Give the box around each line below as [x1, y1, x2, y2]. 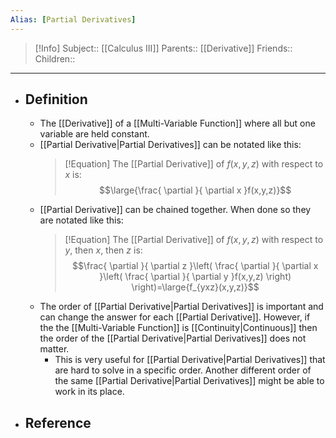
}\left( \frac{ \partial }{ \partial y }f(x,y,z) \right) [99, 271, 292, 283]
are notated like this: [39, 214, 124, 226]
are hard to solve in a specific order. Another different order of [54, 364, 312, 376]
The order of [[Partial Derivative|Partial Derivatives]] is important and [39, 301, 324, 313]
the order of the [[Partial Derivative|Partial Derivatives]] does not [39, 332, 307, 345]
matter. [39, 343, 70, 355]
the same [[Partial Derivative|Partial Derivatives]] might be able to [54, 375, 325, 387]
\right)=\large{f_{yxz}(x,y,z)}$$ [131, 281, 260, 293]
